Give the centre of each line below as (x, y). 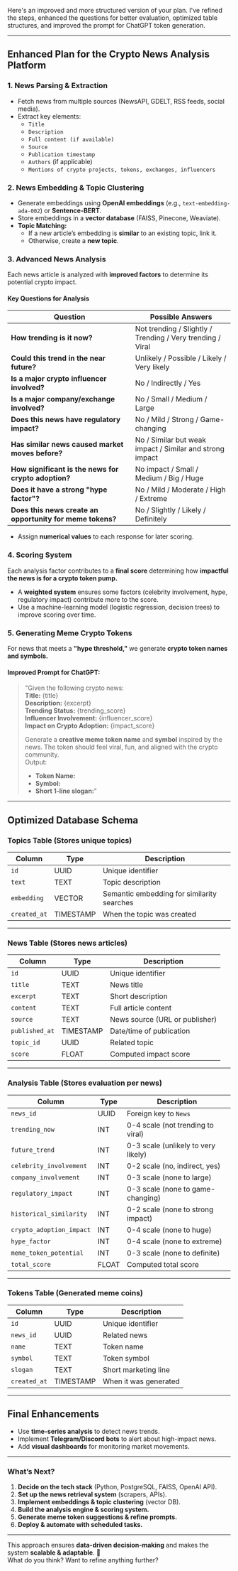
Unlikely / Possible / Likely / (181, 358)
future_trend (33, 1150)
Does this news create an (55, 510)
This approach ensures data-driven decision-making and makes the (108, 1545)
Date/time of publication (150, 1031)
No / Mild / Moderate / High (180, 490)
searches (118, 902)
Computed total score (163, 1264)
